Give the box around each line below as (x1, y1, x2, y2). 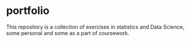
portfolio (6, 4, 50, 17)
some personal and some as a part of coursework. (6, 29, 129, 36)
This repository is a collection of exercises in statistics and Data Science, (6, 23, 185, 30)
